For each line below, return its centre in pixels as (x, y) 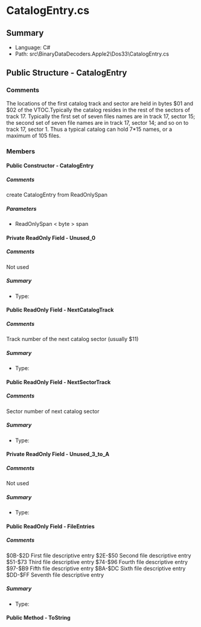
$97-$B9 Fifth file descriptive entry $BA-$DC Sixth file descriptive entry (96, 568)
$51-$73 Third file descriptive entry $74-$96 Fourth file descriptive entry (97, 562)
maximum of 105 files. (33, 135)
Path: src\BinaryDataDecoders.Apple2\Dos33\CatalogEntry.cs (92, 54)
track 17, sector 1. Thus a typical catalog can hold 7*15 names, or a (89, 129)
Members (21, 151)
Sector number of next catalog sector (53, 411)
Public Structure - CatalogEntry (67, 73)
